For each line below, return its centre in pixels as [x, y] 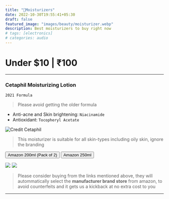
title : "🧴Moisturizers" [30, 10]
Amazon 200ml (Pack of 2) [33, 155]
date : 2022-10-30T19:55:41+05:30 [40, 15]
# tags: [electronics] [29, 33]
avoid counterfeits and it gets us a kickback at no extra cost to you [87, 186]
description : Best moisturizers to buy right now [58, 29]
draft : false [19, 19]
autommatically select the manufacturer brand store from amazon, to [90, 181]
